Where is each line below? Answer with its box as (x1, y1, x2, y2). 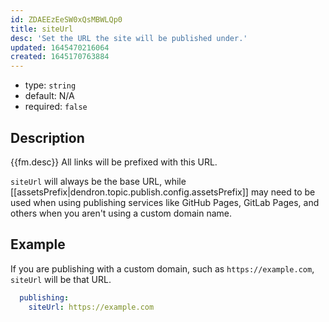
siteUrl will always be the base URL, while (10, 175, 187, 187)
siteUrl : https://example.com (28, 302, 155, 312)
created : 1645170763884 (10, 52, 110, 62)
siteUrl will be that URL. (10, 273, 112, 285)
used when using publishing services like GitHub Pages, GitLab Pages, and (10, 196, 320, 208)
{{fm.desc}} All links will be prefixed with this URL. (10, 156, 218, 168)
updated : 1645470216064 (10, 42, 110, 53)
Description (10, 129, 85, 146)
